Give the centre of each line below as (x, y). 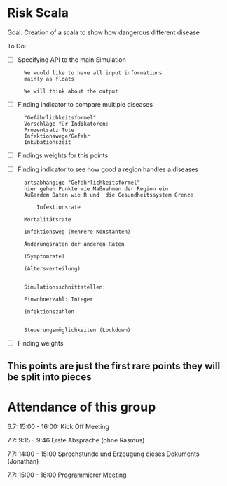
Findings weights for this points (63, 155)
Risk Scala (38, 13)
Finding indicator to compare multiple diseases (85, 104)
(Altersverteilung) (52, 269)
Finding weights (40, 343)
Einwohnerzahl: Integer (59, 300)
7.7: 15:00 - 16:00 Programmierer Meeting (67, 475)
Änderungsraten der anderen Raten (74, 244)
